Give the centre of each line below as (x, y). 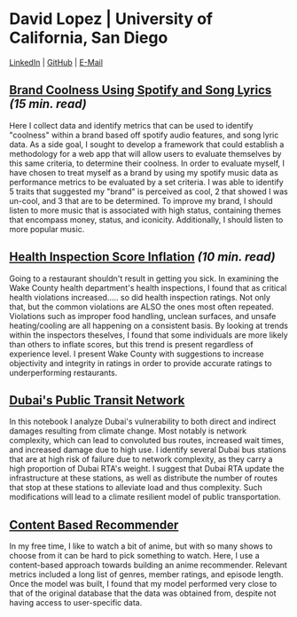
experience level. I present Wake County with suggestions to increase (137, 354)
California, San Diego (89, 38)
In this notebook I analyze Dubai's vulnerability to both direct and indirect (143, 422)
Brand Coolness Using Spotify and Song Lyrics (141, 90)
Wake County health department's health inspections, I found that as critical (148, 287)
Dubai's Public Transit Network (97, 400)
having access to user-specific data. (76, 603)
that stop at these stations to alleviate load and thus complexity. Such (136, 488)
